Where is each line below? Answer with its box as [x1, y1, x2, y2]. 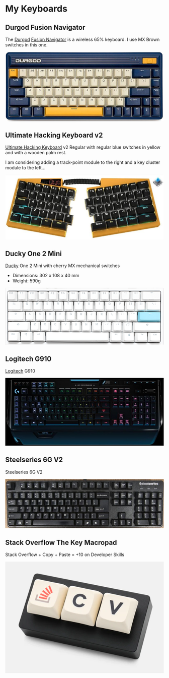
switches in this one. [5, 42, 48, 48]
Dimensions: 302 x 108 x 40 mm [12, 273, 79, 279]
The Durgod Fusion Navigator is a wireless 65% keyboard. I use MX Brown [5, 36, 160, 42]
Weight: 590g [12, 278, 41, 284]
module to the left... [5, 165, 46, 171]
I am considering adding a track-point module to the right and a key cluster [5, 159, 160, 165]
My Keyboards [5, 3, 68, 15]
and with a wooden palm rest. [5, 150, 67, 156]
